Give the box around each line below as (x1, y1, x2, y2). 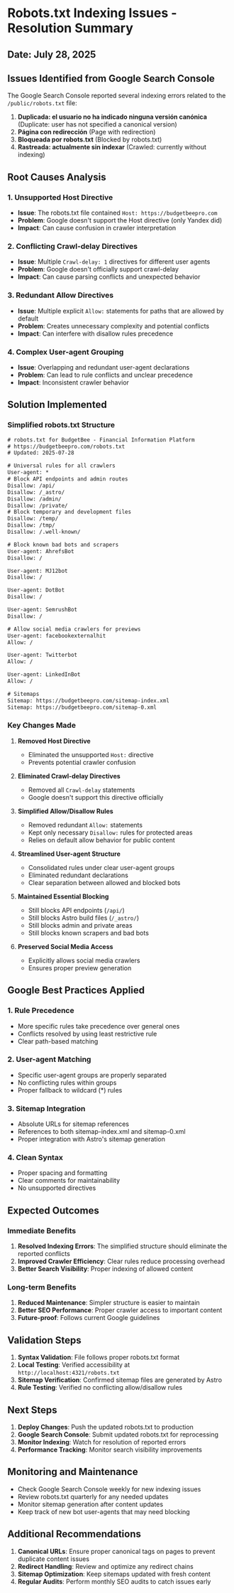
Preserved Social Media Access (17, 942, 113, 950)
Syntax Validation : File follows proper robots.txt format (17, 1353, 179, 1362)
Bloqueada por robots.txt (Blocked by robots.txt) (17, 135, 162, 144)
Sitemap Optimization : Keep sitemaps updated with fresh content (17, 1570, 211, 1578)
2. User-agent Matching (7, 1054, 91, 1064)
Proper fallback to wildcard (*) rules (17, 1085, 123, 1094)
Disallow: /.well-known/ (7, 528, 81, 536)
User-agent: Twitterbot (7, 652, 78, 659)
